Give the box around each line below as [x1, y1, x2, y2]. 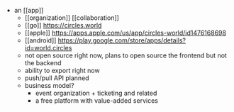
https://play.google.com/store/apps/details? [57, 36, 186, 45]
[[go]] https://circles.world [24, 21, 102, 29]
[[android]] [24, 36, 57, 45]
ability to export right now [24, 67, 101, 74]
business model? [24, 82, 74, 89]
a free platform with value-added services [35, 96, 158, 105]
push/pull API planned [24, 74, 90, 82]
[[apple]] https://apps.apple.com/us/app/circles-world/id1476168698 [24, 28, 227, 37]
